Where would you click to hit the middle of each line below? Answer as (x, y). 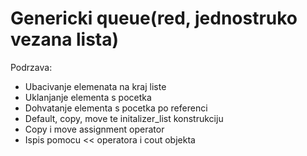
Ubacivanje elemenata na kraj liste (95, 86)
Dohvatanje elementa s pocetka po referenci (116, 108)
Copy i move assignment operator (94, 129)
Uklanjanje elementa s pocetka (88, 97)
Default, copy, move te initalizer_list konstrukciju (124, 118)
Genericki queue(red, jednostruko (154, 18)
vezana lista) (65, 39)
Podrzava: (31, 67)
